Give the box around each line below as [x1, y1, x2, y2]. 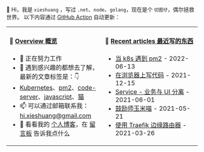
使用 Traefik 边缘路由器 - [115, 121, 187, 129]
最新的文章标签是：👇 [19, 72, 80, 81]
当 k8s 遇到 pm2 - [115, 54, 168, 62]
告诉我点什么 [33, 129, 70, 137]
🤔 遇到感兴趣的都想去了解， [19, 63, 98, 71]
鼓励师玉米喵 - [115, 104, 158, 113]
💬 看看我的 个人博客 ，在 [19, 120, 88, 128]
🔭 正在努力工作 [19, 54, 62, 62]
